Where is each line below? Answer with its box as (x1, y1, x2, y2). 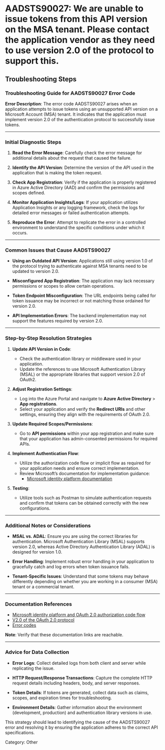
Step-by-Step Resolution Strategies (5, 335, 92, 342)
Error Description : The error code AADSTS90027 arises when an (5, 100, 137, 106)
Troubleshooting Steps (5, 75, 77, 83)
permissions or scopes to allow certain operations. (12, 283, 115, 289)
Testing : (12, 485, 29, 491)
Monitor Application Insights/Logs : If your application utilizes (12, 199, 138, 205)
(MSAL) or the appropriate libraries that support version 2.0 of (19, 371, 145, 377)
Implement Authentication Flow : (12, 450, 80, 456)
